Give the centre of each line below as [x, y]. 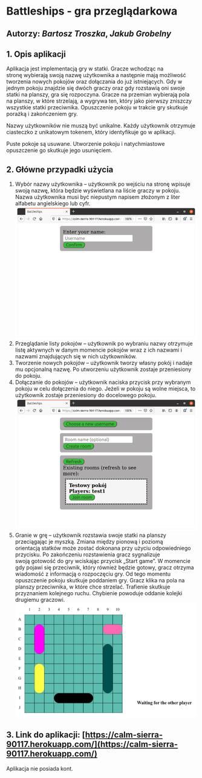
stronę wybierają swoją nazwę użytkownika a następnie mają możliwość [96, 75]
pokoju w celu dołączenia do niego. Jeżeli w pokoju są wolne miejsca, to [105, 389]
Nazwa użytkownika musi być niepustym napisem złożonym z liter [97, 197]
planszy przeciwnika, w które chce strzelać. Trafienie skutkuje [93, 587]
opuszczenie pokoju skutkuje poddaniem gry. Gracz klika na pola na [100, 580]
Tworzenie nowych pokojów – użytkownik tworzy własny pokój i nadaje [104, 363]
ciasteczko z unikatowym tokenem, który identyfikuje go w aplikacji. [91, 132]
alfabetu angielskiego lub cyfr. [53, 203]
